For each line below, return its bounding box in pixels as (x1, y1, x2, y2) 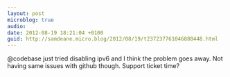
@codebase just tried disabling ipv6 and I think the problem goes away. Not (7, 54, 223, 63)
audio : (7, 23, 26, 30)
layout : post (7, 10, 45, 17)
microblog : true (7, 16, 54, 23)
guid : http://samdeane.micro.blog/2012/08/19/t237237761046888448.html (7, 36, 218, 43)
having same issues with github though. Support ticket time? (7, 62, 180, 70)
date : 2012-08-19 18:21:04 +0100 (7, 29, 104, 36)
